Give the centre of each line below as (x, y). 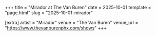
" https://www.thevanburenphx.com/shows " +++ (56, 28)
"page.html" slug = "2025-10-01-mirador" (49, 13)
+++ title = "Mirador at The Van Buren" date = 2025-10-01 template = (78, 7)
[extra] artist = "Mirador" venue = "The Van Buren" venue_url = (72, 23)
